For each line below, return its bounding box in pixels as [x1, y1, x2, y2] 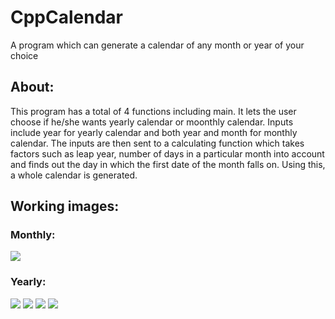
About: [10, 79, 55, 96]
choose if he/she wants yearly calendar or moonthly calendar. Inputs [10, 116, 294, 128]
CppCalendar [10, 6, 123, 29]
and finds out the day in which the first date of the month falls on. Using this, [10, 158, 326, 170]
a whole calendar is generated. [10, 169, 138, 181]
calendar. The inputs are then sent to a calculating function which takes [10, 137, 305, 149]
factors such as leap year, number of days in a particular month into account [10, 147, 325, 160]
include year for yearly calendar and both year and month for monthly [10, 126, 298, 138]
